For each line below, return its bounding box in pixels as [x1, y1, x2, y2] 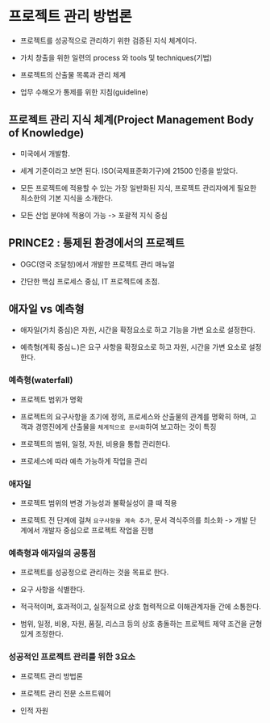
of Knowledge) [8, 126, 85, 140]
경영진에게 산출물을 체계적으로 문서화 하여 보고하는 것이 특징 [35, 422, 217, 431]
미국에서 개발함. [19, 149, 70, 158]
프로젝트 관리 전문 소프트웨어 [19, 688, 111, 698]
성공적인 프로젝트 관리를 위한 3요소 [8, 651, 135, 662]
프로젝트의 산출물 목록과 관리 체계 [19, 69, 127, 79]
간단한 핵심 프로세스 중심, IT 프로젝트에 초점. [19, 276, 160, 286]
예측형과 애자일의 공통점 [8, 547, 97, 558]
